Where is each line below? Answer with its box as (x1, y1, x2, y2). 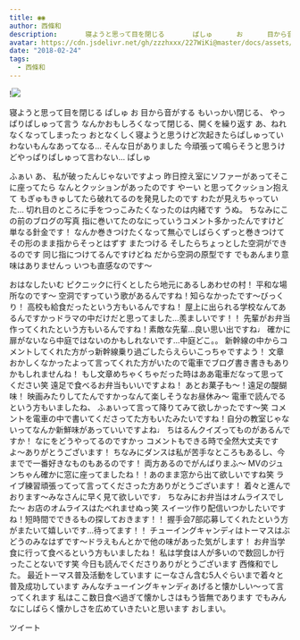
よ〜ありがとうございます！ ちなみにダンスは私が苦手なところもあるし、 (9, 446, 278, 457)
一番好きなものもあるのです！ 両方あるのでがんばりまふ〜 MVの (32, 458, 270, 468)
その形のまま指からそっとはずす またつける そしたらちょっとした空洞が (9, 238, 272, 248)
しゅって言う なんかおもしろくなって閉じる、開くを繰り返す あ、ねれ (32, 118, 287, 129)
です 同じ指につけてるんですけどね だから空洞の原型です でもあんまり (24, 248, 282, 259)
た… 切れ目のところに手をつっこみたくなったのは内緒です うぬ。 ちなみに (9, 204, 281, 215)
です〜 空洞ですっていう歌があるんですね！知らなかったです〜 (32, 290, 261, 300)
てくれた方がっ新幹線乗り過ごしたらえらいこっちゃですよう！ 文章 (39, 346, 285, 357)
